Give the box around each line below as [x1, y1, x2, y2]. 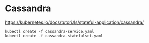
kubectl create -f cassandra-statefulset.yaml [5, 33, 103, 38]
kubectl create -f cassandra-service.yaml [5, 29, 94, 34]
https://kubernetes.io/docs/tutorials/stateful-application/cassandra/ [5, 19, 144, 25]
